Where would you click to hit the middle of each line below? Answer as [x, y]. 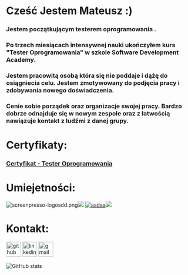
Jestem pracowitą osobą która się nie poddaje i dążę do [87, 75]
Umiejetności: [41, 188]
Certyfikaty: [37, 145]
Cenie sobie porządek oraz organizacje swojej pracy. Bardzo [94, 106]
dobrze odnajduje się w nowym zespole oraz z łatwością [88, 113]
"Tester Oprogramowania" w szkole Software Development [93, 52]
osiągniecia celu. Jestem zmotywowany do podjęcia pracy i [93, 82]
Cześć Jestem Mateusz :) [69, 11]
